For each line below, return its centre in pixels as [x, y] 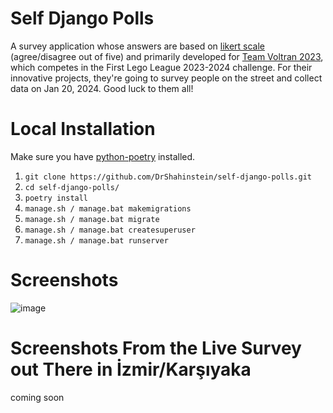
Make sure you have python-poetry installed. [103, 156]
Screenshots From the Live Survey [156, 348]
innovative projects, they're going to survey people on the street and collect [166, 78]
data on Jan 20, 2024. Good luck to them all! [102, 88]
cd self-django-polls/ [72, 187]
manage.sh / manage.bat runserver [96, 240]
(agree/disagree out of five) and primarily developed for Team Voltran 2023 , [167, 56]
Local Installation [83, 129]
